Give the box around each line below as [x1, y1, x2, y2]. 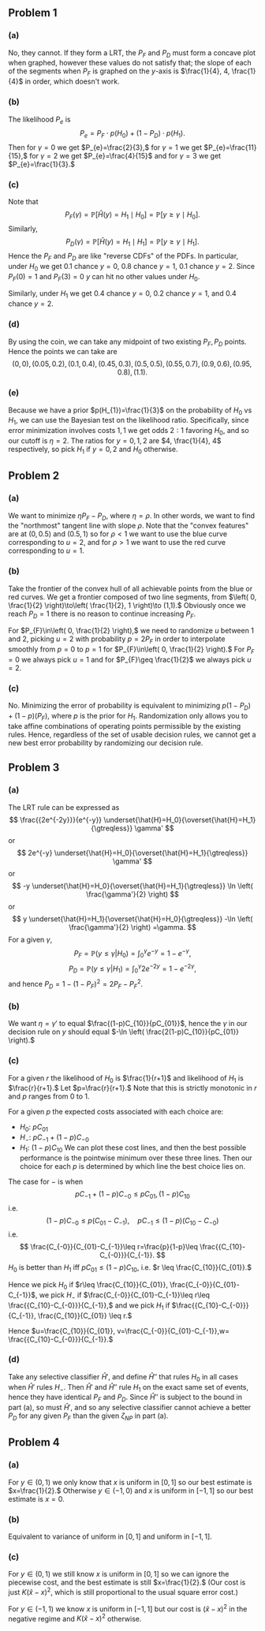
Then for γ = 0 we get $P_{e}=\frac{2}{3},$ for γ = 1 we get [8, 143, 203, 152]
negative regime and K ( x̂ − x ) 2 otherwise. [8, 1612, 142, 1623]
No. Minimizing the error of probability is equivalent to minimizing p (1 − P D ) [8, 701, 251, 712]
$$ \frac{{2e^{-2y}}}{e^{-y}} [9, 815, 103, 824]
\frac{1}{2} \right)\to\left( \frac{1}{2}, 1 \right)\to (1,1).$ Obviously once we [8, 600, 246, 610]
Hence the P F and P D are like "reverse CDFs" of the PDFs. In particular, [8, 252, 239, 263]
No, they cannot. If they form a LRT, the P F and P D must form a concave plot [8, 47, 256, 59]
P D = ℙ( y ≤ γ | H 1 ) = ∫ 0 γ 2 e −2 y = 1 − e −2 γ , [68, 962, 197, 975]
